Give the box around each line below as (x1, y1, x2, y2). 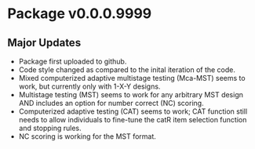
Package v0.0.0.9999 (7, 5, 152, 23)
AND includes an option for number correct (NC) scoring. (18, 99, 205, 107)
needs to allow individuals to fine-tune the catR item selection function (18, 115, 247, 124)
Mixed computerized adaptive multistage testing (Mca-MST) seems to (18, 74, 246, 82)
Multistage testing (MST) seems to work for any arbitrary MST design (18, 90, 244, 99)
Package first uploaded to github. (18, 56, 127, 66)
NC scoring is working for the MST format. (18, 132, 156, 141)
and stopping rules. (18, 123, 82, 133)
